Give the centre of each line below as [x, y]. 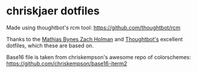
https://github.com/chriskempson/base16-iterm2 [67, 63]
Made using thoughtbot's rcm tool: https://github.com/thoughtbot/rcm [93, 28]
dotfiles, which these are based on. [50, 45]
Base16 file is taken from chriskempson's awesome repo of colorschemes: [99, 57]
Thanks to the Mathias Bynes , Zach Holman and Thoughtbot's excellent [95, 39]
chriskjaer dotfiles [53, 11]
